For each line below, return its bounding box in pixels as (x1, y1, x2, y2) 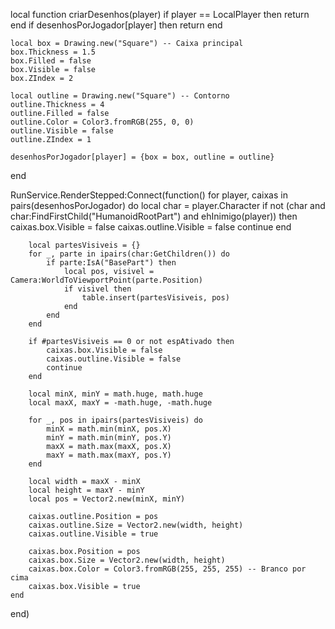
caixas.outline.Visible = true (28, 529, 159, 539)
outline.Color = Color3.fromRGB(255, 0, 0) (10, 117, 195, 127)
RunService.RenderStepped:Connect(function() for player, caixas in (10, 189, 288, 201)
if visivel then (63, 284, 132, 294)
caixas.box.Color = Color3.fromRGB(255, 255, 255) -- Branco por (28, 564, 307, 574)
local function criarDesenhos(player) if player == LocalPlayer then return (10, 9, 310, 20)
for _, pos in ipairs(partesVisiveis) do (28, 415, 203, 425)
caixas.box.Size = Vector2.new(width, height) (28, 555, 226, 565)
